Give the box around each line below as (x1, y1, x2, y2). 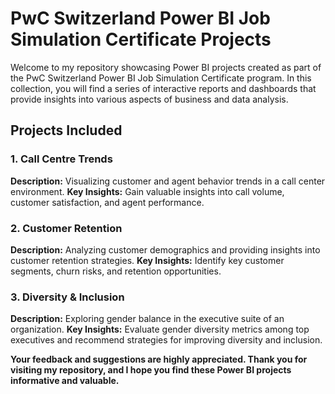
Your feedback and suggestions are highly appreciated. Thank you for (10, 353, 308, 366)
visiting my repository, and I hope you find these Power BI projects (10, 364, 292, 376)
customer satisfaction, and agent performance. (10, 196, 205, 208)
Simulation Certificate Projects (10, 28, 272, 51)
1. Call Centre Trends (10, 152, 113, 166)
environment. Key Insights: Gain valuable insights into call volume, (10, 185, 285, 197)
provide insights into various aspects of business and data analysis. (10, 93, 289, 105)
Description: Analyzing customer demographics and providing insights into (10, 243, 321, 256)
